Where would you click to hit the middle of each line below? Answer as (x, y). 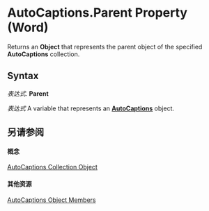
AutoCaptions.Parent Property (98, 13)
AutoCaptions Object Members (52, 200)
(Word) (28, 27)
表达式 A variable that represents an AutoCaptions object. (91, 108)
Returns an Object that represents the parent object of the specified (105, 47)
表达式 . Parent (28, 93)
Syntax (23, 76)
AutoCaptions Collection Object (52, 167)
